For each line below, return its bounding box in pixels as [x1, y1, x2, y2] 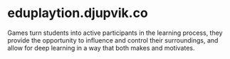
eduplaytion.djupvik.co [7, 5, 148, 21]
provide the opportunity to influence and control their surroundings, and [7, 36, 219, 44]
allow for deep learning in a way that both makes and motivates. [7, 43, 195, 52]
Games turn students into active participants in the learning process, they [7, 28, 223, 37]
